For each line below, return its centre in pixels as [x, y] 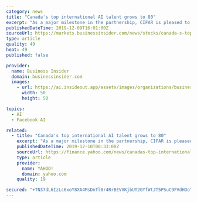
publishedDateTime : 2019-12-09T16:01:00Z [57, 28]
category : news [25, 11]
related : [17, 130]
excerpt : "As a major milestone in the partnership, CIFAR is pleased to [98, 22]
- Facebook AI [28, 120]
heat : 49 [17, 50]
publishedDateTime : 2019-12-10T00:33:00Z [68, 147]
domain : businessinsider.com [47, 77]
